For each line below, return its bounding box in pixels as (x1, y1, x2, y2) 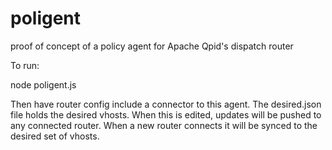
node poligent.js (10, 78, 77, 91)
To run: (10, 59, 40, 71)
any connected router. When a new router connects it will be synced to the (10, 119, 318, 131)
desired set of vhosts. (10, 130, 100, 142)
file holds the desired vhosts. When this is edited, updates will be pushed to (10, 108, 322, 121)
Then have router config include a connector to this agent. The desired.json (10, 98, 322, 110)
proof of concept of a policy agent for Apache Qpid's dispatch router (10, 40, 294, 52)
